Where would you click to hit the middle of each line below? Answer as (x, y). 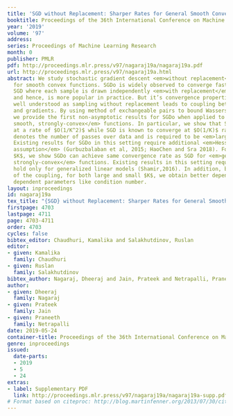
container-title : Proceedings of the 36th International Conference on (113, 337)
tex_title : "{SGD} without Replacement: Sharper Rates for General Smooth (118, 201)
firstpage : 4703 (31, 208)
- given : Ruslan (31, 266)
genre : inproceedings (38, 344)
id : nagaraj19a (29, 195)
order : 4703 (24, 227)
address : (20, 40)
